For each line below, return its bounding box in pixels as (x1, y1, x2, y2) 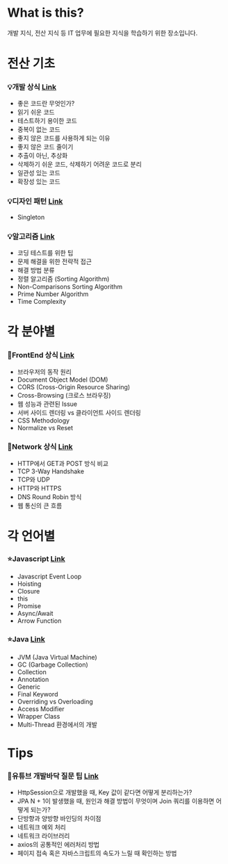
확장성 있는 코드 (17, 177, 60, 186)
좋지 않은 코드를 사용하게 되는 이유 (17, 134, 111, 142)
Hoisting (17, 580, 42, 588)
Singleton (17, 213, 45, 221)
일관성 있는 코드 (17, 169, 60, 177)
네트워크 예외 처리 (17, 823, 66, 831)
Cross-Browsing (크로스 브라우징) (17, 391, 111, 399)
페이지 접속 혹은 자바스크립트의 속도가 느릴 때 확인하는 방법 (17, 849, 177, 858)
